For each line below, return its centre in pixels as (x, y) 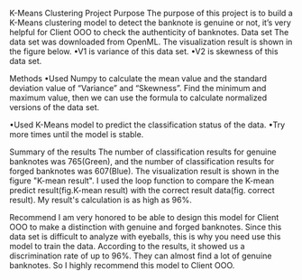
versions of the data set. (55, 107)
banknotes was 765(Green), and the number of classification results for (142, 161)
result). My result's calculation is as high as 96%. (101, 200)
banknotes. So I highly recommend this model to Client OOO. (122, 265)
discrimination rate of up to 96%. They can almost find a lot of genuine (141, 256)
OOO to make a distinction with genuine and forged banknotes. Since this (146, 227)
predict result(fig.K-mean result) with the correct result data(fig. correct (142, 190)
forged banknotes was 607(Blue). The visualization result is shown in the (144, 171)
